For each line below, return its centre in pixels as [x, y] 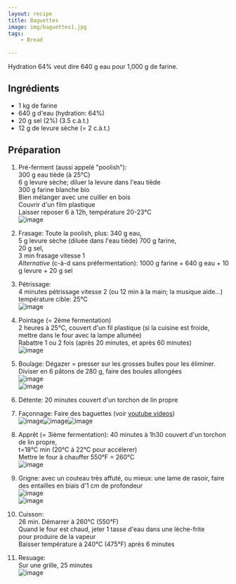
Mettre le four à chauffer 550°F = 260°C [76, 457]
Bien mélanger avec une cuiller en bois [74, 197]
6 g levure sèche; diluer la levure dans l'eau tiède [89, 182]
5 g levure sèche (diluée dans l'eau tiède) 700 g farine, [97, 241]
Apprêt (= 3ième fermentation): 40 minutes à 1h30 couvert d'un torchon [122, 434]
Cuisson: [31, 514]
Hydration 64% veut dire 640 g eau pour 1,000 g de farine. [93, 66]
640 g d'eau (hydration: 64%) [61, 113]
